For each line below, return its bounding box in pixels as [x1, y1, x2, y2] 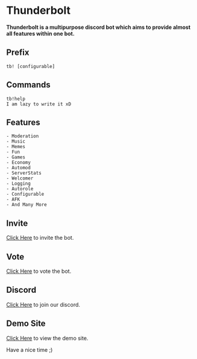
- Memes [6, 144, 26, 150]
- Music [6, 139, 26, 145]
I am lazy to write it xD [6, 101, 71, 107]
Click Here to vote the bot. [6, 267, 72, 275]
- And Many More [6, 202, 47, 208]
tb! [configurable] [6, 63, 55, 69]
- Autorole [6, 186, 34, 192]
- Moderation [6, 133, 39, 139]
